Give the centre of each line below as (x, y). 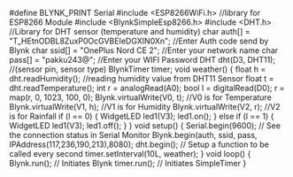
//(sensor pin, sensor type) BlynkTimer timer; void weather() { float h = (138, 69)
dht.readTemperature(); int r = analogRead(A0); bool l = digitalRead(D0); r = (147, 88)
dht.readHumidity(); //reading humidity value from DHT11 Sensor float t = (142, 78)
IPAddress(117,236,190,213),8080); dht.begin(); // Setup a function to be (139, 144)
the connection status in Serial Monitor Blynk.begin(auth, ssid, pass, (133, 135)
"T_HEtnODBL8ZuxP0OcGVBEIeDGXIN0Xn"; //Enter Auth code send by (139, 41)
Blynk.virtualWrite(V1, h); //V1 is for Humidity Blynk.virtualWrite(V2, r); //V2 (145, 107)
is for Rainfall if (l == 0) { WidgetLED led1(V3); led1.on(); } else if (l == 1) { (142, 116)
